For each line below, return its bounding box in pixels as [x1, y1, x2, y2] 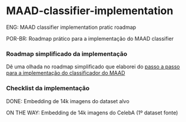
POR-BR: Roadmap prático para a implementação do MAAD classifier [6, 35, 174, 42]
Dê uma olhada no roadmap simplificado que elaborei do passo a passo [6, 63, 180, 70]
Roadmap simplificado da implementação [6, 50, 128, 58]
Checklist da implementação [6, 84, 90, 93]
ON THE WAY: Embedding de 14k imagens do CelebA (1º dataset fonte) [6, 109, 178, 116]
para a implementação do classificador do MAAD [6, 70, 125, 77]
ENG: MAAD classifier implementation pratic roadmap [6, 24, 137, 31]
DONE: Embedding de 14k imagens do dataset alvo [6, 97, 129, 104]
